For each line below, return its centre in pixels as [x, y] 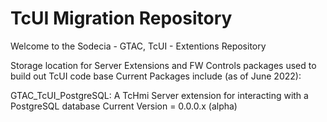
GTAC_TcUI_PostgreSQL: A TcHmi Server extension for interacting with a [159, 95]
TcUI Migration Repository [121, 18]
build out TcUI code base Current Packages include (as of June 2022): [156, 76]
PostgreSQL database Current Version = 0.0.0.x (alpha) [124, 106]
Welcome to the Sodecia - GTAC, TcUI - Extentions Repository [138, 46]
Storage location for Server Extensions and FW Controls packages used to [163, 65]
